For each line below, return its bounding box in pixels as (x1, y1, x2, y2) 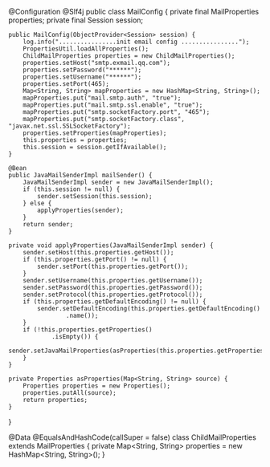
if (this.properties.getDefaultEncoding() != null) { (22, 298, 207, 306)
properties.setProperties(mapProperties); (22, 129, 167, 137)
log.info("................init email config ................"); (22, 38, 250, 46)
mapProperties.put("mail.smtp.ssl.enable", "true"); (22, 101, 203, 109)
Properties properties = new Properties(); (22, 382, 171, 390)
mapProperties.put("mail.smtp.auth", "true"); (22, 94, 182, 102)
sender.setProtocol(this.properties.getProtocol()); (22, 290, 203, 298)
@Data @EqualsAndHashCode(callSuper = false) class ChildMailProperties (8, 432, 257, 442)
